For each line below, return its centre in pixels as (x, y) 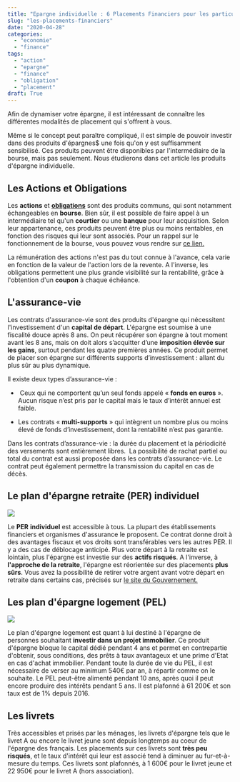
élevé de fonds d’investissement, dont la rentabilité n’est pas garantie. (120, 429)
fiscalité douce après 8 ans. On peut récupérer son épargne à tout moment (117, 335)
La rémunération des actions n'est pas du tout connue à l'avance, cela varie (119, 257)
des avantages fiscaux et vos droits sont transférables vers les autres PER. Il (120, 542)
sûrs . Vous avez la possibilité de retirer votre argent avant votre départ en (116, 572)
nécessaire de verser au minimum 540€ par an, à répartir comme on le (111, 671)
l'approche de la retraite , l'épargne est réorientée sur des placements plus (118, 564)
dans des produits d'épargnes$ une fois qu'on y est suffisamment (104, 143)
